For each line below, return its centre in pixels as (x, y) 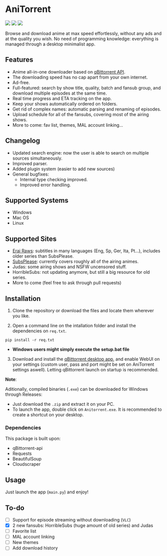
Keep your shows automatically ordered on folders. (65, 104)
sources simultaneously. (37, 158)
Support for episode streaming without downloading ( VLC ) (72, 519)
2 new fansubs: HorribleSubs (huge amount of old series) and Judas (83, 525)
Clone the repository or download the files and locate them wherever (83, 311)
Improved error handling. (45, 185)
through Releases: (24, 394)
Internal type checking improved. (54, 179)
